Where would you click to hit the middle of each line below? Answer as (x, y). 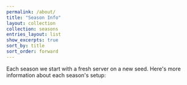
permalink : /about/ (31, 12)
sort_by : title (26, 46)
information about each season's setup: (56, 75)
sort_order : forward (33, 52)
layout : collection (31, 23)
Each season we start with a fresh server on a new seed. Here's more (94, 69)
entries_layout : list (34, 35)
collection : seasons (33, 29)
